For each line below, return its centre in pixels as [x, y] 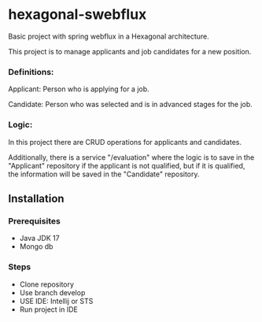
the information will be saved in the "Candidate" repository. [104, 174]
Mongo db [36, 246]
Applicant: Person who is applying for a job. [79, 89]
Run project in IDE [49, 309]
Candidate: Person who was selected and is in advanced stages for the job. [131, 105]
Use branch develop [52, 292]
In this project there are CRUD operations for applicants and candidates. [125, 142]
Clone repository [47, 284]
